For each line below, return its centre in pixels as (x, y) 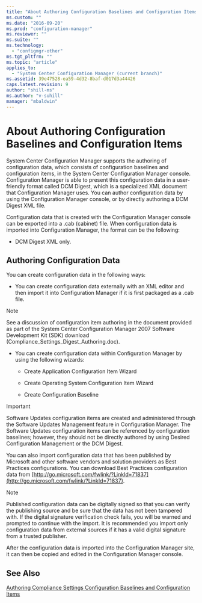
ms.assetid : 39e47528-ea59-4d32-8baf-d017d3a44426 (71, 79)
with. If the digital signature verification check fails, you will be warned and (99, 517)
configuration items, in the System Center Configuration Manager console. (99, 173)
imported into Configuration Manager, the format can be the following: (93, 230)
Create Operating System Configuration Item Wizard (89, 383)
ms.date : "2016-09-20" (35, 23)
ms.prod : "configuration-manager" (50, 29)
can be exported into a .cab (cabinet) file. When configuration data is (92, 223)
